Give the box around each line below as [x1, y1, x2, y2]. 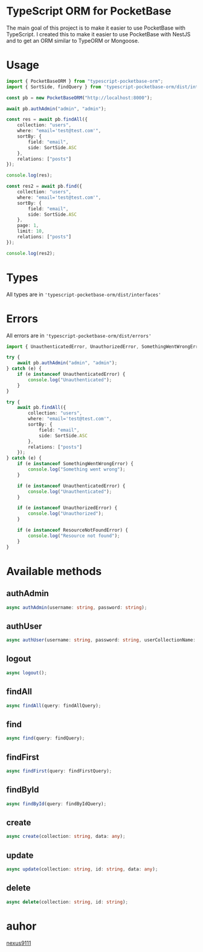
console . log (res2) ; [6, 250, 56, 256]
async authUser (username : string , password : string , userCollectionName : [6, 637, 196, 643]
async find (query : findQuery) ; [6, 735, 85, 741]
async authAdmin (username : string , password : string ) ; [6, 604, 147, 611]
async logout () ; [6, 669, 47, 676]
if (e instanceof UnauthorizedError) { [17, 505, 118, 511]
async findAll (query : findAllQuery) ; [6, 703, 101, 709]
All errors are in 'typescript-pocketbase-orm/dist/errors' [6, 332, 152, 339]
